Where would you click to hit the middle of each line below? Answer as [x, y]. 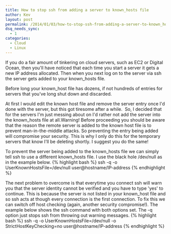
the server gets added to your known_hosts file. [55, 78]
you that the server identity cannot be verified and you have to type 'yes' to [84, 188]
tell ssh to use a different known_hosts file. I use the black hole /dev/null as [84, 157]
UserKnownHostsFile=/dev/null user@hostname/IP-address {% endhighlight [85, 167]
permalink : [17, 24]
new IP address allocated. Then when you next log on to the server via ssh [83, 73]
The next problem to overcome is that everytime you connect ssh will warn [83, 183]
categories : [18, 39]
